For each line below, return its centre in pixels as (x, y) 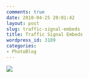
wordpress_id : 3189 (31, 40)
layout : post (23, 23)
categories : (21, 46)
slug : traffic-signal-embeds (43, 29)
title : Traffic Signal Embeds (45, 35)
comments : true (26, 12)
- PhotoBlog (21, 52)
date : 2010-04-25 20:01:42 (41, 18)
